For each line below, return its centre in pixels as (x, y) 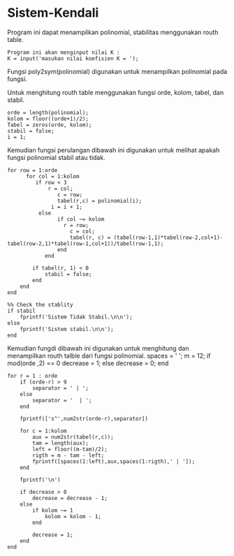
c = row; (70, 195)
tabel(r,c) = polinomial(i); (99, 200)
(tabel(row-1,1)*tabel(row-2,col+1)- (168, 237)
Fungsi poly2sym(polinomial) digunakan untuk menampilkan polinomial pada (117, 71)
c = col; (82, 231)
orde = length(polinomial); (48, 112)
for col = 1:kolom (52, 176)
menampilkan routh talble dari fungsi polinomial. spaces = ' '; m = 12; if (109, 356)
